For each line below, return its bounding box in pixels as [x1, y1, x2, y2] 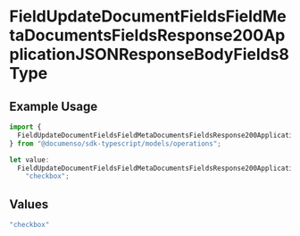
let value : [9, 155, 50, 164]
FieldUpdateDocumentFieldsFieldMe [9, 6, 287, 27]
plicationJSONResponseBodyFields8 [9, 45, 290, 64]
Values [9, 197, 49, 212]
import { [9, 122, 42, 131]
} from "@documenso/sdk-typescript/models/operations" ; [9, 139, 221, 148]
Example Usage [9, 98, 98, 114]
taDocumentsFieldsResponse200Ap [9, 25, 286, 46]
